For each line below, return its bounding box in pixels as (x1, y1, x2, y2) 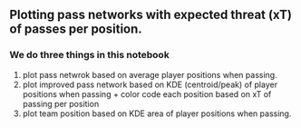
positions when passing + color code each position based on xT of (22, 88, 272, 99)
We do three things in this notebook (9, 49, 170, 62)
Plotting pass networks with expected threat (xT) (9, 7, 293, 23)
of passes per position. (9, 22, 142, 37)
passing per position (22, 98, 100, 109)
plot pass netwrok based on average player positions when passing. (22, 69, 278, 80)
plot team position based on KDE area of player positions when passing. (22, 108, 292, 119)
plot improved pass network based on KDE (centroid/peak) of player (22, 79, 278, 90)
